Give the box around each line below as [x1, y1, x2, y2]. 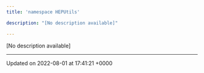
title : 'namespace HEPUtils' [6, 9, 80, 15]
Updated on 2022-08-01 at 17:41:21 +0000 [6, 59, 113, 67]
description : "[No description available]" [6, 19, 118, 26]
